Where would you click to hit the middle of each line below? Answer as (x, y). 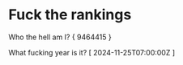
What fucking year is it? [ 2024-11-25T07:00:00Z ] (92, 52)
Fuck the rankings (70, 15)
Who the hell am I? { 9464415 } (60, 37)
